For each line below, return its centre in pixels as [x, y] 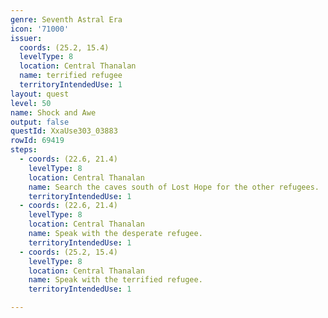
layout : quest [40, 94]
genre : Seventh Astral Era [66, 19]
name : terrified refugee [71, 76]
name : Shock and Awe [53, 112]
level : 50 [31, 103]
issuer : [26, 38]
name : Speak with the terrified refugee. [115, 280]
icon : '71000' [40, 29]
